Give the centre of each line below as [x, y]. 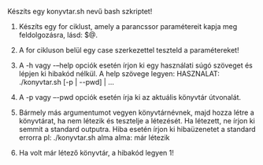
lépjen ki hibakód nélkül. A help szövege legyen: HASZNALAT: [119, 73]
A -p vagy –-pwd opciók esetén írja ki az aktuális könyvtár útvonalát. [130, 97]
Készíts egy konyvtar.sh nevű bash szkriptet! [80, 11]
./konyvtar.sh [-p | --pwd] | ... [67, 82]
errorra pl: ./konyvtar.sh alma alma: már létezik [94, 137]
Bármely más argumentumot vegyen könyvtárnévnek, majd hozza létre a [137, 112]
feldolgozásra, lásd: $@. [58, 35]
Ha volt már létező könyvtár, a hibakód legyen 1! [96, 153]
